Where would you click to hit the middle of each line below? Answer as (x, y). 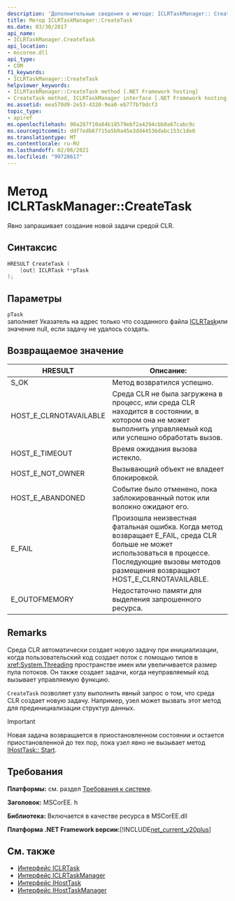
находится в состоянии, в (156, 411)
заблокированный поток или (161, 497)
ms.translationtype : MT (42, 137)
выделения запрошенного (157, 599)
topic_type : (24, 111)
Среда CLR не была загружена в (168, 394)
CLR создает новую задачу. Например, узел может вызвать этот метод (114, 700)
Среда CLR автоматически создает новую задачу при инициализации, (113, 650)
